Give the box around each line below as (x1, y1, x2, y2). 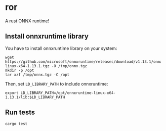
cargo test (5, 121, 28, 126)
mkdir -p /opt (5, 68, 35, 73)
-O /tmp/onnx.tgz (51, 63, 87, 68)
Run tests (5, 108, 35, 117)
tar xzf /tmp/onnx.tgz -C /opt (5, 72, 70, 77)
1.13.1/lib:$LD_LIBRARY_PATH (5, 94, 65, 100)
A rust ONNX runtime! (5, 18, 49, 24)
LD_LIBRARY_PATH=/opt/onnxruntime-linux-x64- (20, 90, 116, 95)
